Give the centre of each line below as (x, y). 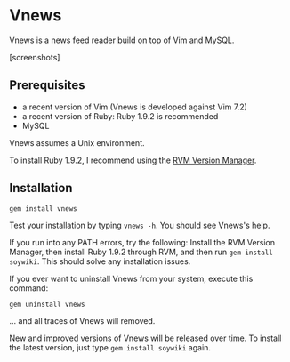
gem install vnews (43, 209)
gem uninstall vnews (48, 304)
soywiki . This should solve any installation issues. (100, 261)
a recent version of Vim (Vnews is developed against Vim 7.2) (134, 107)
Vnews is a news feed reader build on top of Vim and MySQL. (122, 40)
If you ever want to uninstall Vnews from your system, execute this (131, 278)
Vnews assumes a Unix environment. (77, 142)
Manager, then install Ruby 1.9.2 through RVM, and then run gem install (141, 252)
